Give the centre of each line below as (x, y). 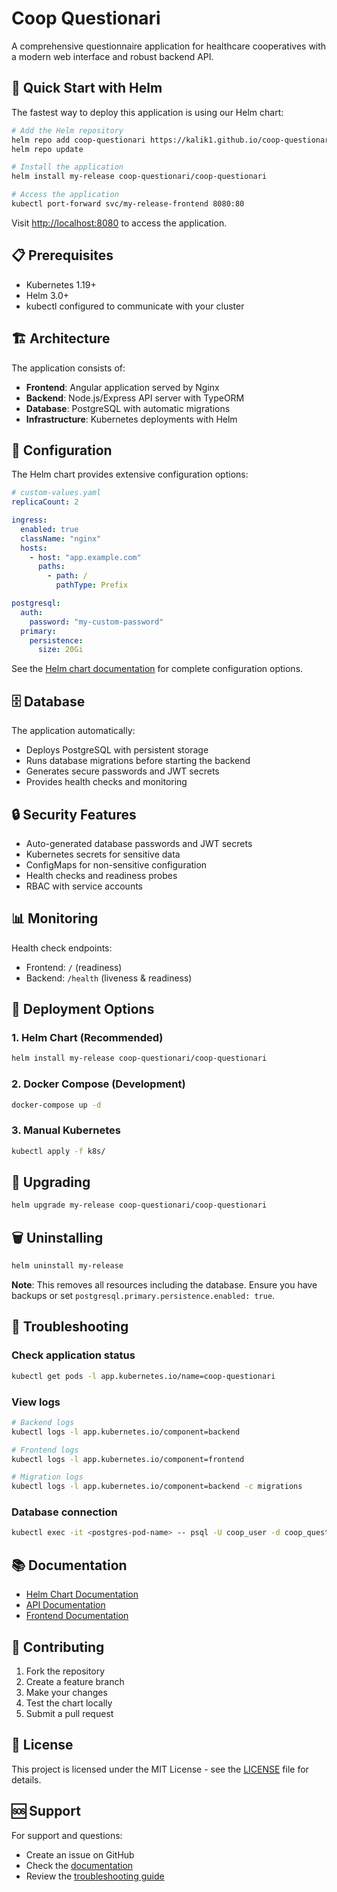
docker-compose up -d (56, 1105)
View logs (36, 1402)
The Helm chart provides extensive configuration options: (130, 474)
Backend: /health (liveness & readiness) (109, 978)
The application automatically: (73, 731)
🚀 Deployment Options (83, 1009)
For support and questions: (67, 1835)
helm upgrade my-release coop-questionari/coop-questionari (139, 1205)
